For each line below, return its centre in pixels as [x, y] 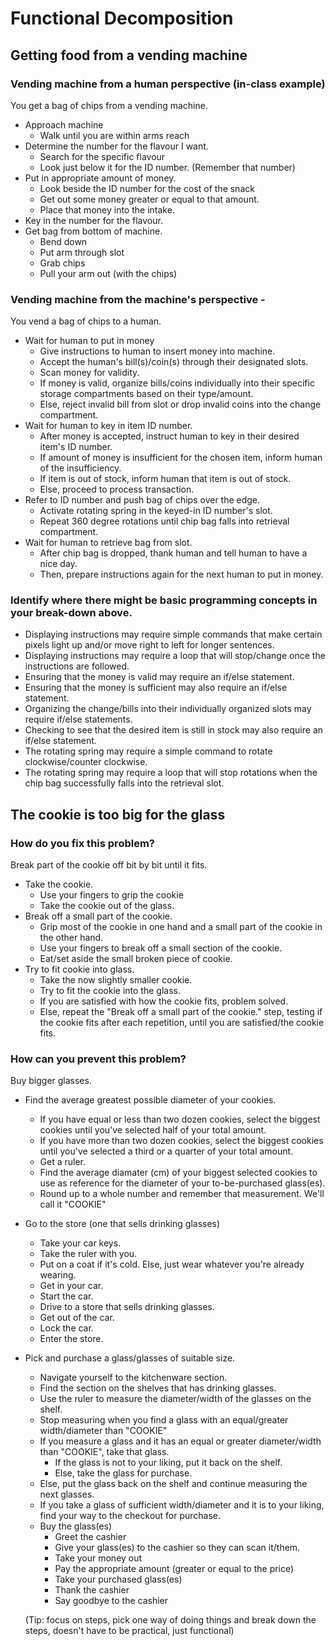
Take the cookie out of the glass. [107, 906]
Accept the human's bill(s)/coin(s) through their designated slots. [174, 362]
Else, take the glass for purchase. [123, 1473]
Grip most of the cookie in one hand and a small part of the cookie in [181, 927]
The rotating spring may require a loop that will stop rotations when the [171, 773]
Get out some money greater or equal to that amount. [149, 199]
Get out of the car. [77, 1318]
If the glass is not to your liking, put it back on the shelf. [168, 1463]
